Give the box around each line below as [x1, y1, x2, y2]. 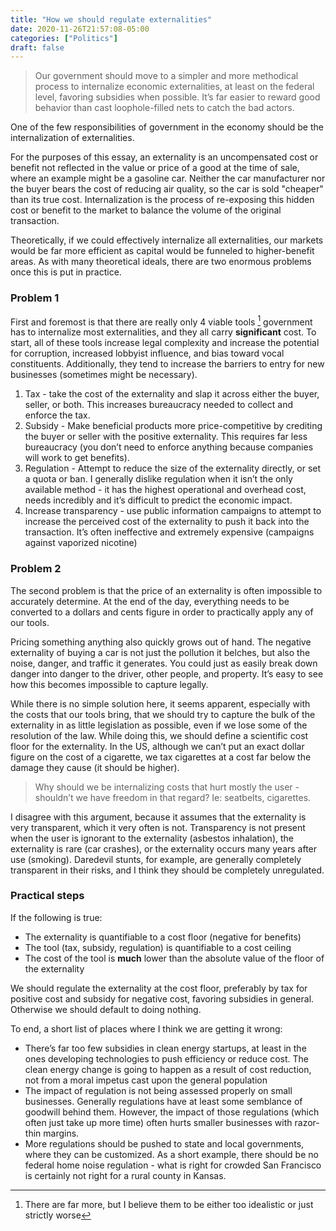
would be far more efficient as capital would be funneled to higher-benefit [10, 245, 315, 257]
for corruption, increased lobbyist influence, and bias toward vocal [10, 347, 285, 360]
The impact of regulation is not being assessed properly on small [24, 1084, 293, 1096]
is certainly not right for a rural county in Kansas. [24, 1169, 227, 1181]
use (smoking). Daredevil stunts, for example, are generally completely [10, 853, 302, 865]
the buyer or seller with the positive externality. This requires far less [24, 431, 308, 443]
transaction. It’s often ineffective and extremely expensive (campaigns [24, 526, 315, 538]
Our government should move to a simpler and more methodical [34, 70, 299, 82]
